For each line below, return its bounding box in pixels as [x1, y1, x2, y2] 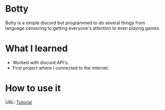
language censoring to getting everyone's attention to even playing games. [5, 25, 160, 31]
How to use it [5, 83, 61, 94]
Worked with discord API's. [12, 59, 69, 66]
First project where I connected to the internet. [12, 65, 110, 71]
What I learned [5, 43, 68, 54]
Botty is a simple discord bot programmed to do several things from [5, 20, 145, 26]
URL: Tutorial [5, 99, 32, 105]
